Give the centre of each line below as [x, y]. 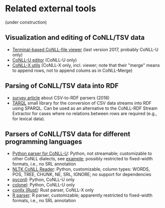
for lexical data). [28, 119]
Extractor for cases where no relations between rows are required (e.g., [84, 113]
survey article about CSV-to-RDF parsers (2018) [61, 98]
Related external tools [51, 9]
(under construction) [26, 22]
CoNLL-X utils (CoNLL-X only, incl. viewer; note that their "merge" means [86, 65]
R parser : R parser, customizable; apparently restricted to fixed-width [82, 195]
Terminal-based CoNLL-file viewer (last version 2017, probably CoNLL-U [85, 49]
